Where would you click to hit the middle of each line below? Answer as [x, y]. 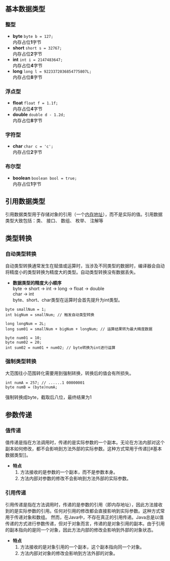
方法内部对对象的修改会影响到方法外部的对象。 [69, 553]
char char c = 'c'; [33, 146]
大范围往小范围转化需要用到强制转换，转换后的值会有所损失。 [70, 373]
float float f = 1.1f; [35, 103]
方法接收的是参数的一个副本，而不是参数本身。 [69, 472]
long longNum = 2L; [26, 324]
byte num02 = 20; [24, 343]
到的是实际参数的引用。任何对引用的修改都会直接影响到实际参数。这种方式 [83, 511]
